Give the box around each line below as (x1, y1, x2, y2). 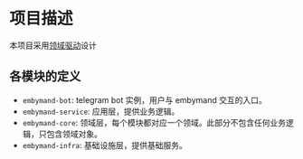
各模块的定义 (9, 69, 81, 84)
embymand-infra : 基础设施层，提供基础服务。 (22, 139, 188, 150)
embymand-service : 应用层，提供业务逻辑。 (22, 106, 180, 117)
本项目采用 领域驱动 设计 (9, 40, 97, 51)
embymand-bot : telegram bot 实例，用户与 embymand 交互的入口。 (22, 94, 267, 105)
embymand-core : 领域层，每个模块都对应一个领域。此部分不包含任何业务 (22, 117, 287, 127)
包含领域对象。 (46, 128, 102, 139)
